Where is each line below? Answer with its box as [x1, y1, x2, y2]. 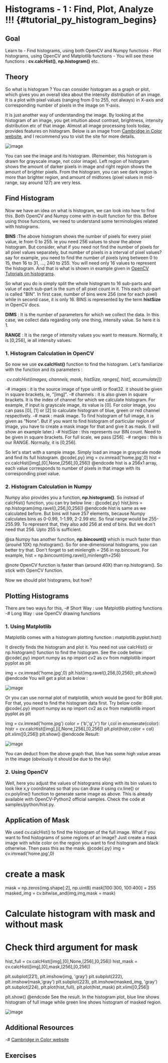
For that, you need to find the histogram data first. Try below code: [5, 700, 143, 706]
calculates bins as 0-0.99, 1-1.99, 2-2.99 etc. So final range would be [5, 516, 148, 522]
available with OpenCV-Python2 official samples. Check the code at [5, 796, 145, 802]
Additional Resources [5, 1023, 74, 1032]
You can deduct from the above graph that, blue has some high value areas [5, 751, 161, 757]
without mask [5, 919, 64, 930]
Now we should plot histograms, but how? [5, 577, 92, 583]
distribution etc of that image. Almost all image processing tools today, [5, 122, 151, 129]
